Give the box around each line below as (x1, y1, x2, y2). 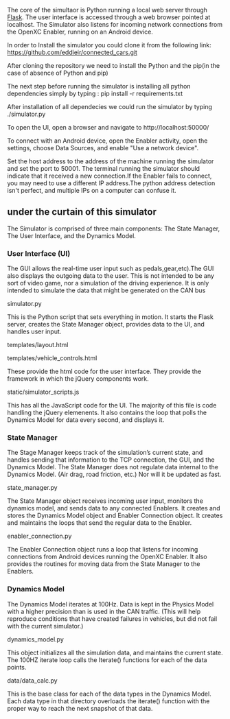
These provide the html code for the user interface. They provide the (7, 367, 201, 376)
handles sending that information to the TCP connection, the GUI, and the (7, 456, 215, 464)
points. (7, 663, 27, 671)
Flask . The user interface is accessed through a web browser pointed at (7, 13, 211, 21)
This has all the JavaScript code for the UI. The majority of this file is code (7, 401, 217, 410)
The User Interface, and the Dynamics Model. (7, 231, 136, 239)
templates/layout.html (7, 341, 69, 349)
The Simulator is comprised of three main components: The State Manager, (7, 224, 220, 233)
